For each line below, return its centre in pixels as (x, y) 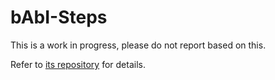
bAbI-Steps (59, 17)
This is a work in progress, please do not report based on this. (138, 45)
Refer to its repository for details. (78, 64)
